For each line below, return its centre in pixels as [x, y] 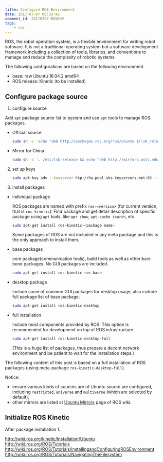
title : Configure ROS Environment [40, 10]
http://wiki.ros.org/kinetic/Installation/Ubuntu [50, 439]
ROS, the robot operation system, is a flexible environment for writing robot [80, 41]
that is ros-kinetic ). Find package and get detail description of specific [84, 211]
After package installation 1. [33, 429]
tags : [10, 23]
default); [21, 397]
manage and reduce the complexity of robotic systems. [60, 57]
